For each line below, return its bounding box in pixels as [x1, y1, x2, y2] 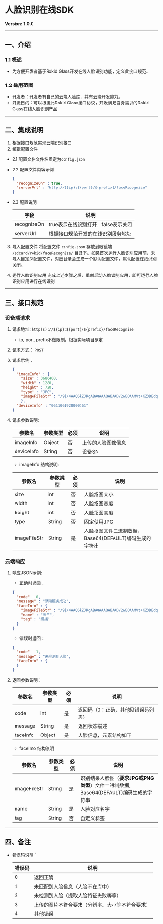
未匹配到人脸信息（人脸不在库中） [33, 883, 112, 890]
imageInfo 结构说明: [19, 462, 59, 467]
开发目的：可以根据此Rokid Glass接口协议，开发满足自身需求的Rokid [12, 100, 149, 105]
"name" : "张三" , [21, 613, 55, 617]
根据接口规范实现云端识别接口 [12, 139, 72, 146]
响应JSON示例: [12, 569, 43, 576]
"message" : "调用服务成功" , [16, 599, 71, 604]
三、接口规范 [5, 298, 44, 307]
